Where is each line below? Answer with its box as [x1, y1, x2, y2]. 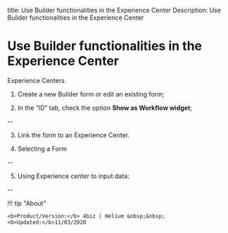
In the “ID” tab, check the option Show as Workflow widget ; [17, 103, 192, 112]
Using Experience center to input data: [17, 172, 129, 180]
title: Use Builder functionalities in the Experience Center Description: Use [7, 6, 222, 14]
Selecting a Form [17, 144, 67, 153]
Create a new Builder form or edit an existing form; [17, 89, 165, 98]
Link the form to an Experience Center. [17, 130, 130, 139]
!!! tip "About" [7, 199, 46, 207]
